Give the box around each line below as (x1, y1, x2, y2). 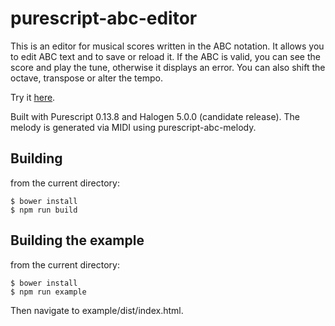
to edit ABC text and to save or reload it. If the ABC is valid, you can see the (10, 50, 321, 62)
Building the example (10, 232, 145, 249)
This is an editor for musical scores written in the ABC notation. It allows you (10, 40, 325, 52)
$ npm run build (10, 205, 78, 215)
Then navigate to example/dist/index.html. (10, 304, 184, 316)
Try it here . (10, 91, 56, 103)
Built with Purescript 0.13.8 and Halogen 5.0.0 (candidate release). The (10, 110, 300, 122)
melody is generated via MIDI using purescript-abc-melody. (10, 121, 257, 133)
